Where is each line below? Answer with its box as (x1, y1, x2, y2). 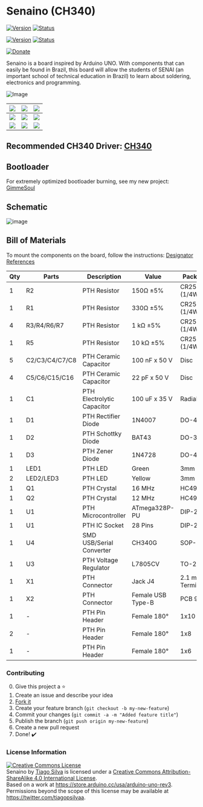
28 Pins (132, 521, 154, 530)
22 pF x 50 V (132, 373, 169, 382)
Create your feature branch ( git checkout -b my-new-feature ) (14, 705, 170, 712)
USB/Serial (82, 538, 114, 546)
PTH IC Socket (82, 521, 124, 530)
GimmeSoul (6, 184, 35, 191)
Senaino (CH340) (6, 4, 96, 18)
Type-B (132, 598, 154, 606)
